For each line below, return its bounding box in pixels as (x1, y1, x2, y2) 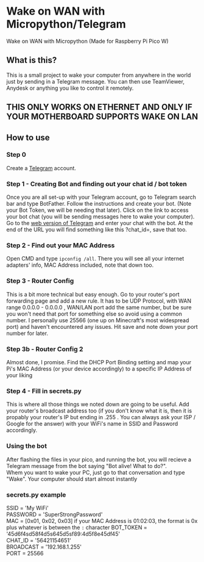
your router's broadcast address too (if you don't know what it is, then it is (6, 407, 192, 414)
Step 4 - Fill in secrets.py (6, 386, 82, 395)
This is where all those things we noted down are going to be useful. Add (6, 401, 190, 408)
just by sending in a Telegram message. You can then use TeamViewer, (6, 77, 185, 85)
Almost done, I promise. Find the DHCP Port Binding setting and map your (6, 359, 192, 366)
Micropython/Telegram (6, 17, 126, 31)
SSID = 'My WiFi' (6, 504, 49, 511)
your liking (6, 372, 33, 379)
